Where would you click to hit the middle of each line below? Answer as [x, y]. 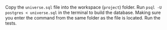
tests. [11, 23]
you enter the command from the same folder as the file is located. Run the [83, 18]
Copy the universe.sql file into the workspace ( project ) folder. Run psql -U [83, 7]
